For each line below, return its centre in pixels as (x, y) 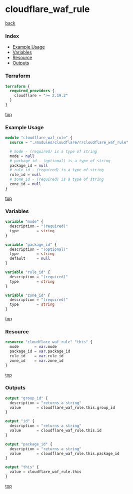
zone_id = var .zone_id (37, 361)
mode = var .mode (33, 347)
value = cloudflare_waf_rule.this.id (55, 431)
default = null (30, 259)
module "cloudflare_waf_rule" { (39, 138)
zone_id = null (25, 184)
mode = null (22, 156)
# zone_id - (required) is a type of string (57, 179)
